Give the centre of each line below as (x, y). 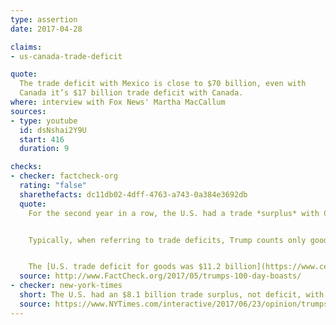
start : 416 (42, 139)
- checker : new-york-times (66, 286)
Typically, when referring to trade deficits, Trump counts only (167, 240)
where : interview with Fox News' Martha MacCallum (118, 102)
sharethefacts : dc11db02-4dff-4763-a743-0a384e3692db (133, 194)
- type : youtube (44, 121)
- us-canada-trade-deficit (66, 56)
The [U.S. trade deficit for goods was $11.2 (125, 267)
